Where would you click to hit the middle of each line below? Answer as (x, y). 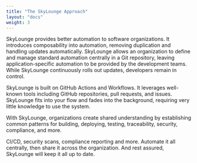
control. (16, 76)
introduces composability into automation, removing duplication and (89, 45)
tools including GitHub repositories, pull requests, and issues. (98, 94)
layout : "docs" (25, 17)
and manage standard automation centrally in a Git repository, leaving (90, 58)
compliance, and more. (34, 130)
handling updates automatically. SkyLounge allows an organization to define (98, 52)
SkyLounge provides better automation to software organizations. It (88, 39)
